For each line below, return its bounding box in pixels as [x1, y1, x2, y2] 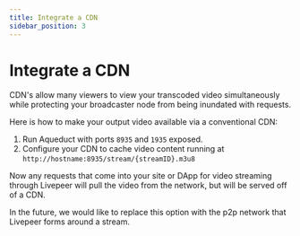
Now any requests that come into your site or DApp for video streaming [9, 170, 272, 181]
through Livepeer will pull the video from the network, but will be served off [9, 180, 287, 191]
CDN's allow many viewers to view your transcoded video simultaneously [9, 90, 280, 101]
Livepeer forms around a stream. [9, 216, 131, 227]
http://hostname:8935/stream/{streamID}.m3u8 [21, 154, 195, 164]
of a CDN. [9, 189, 47, 200]
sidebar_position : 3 [9, 22, 87, 31]
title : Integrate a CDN [9, 13, 99, 22]
